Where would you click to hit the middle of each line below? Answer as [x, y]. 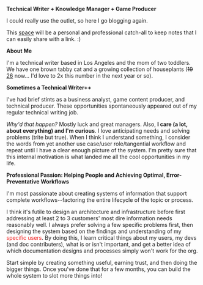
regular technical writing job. [42, 112]
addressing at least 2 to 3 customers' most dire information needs [89, 218]
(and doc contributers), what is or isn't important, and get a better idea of [99, 244]
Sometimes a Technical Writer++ [49, 87]
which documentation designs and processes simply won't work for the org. [102, 251]
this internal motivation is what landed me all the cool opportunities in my [98, 157]
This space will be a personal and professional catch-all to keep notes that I [102, 32]
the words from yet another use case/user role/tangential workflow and [96, 144]
